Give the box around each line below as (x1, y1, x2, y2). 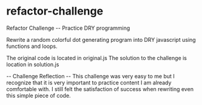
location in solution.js (6, 61, 59, 68)
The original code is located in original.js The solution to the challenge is (6, 54, 187, 61)
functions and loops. (6, 42, 58, 50)
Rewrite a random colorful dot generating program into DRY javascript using (6, 36, 196, 43)
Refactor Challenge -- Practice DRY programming (6, 24, 130, 32)
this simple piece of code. (6, 92, 71, 99)
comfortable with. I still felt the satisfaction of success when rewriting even (6, 85, 194, 92)
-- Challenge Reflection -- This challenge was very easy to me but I (6, 72, 175, 80)
